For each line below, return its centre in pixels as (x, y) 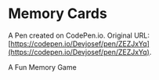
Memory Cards (58, 14)
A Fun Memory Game (42, 67)
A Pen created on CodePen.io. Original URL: (79, 35)
